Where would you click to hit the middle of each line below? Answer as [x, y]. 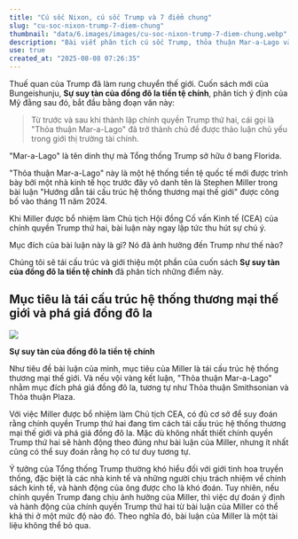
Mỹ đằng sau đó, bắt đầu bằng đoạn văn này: [92, 102]
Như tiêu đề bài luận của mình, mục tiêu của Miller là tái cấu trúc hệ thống [144, 368]
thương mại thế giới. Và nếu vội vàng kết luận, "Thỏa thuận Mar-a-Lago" [141, 378]
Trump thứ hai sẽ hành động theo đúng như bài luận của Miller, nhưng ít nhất [149, 442]
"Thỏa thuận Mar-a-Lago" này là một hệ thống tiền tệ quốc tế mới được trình [149, 173]
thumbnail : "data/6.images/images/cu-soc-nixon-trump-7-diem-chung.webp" [149, 34]
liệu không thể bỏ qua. [50, 525]
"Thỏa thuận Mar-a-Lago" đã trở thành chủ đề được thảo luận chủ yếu [159, 129]
